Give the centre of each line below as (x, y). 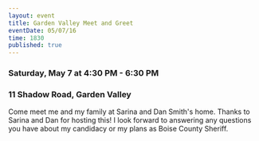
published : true (35, 45)
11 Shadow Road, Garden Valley (70, 94)
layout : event (32, 16)
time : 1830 (26, 38)
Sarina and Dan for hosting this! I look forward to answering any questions (130, 120)
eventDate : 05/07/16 (43, 30)
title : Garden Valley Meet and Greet (71, 23)
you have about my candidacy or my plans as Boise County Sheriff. (118, 129)
